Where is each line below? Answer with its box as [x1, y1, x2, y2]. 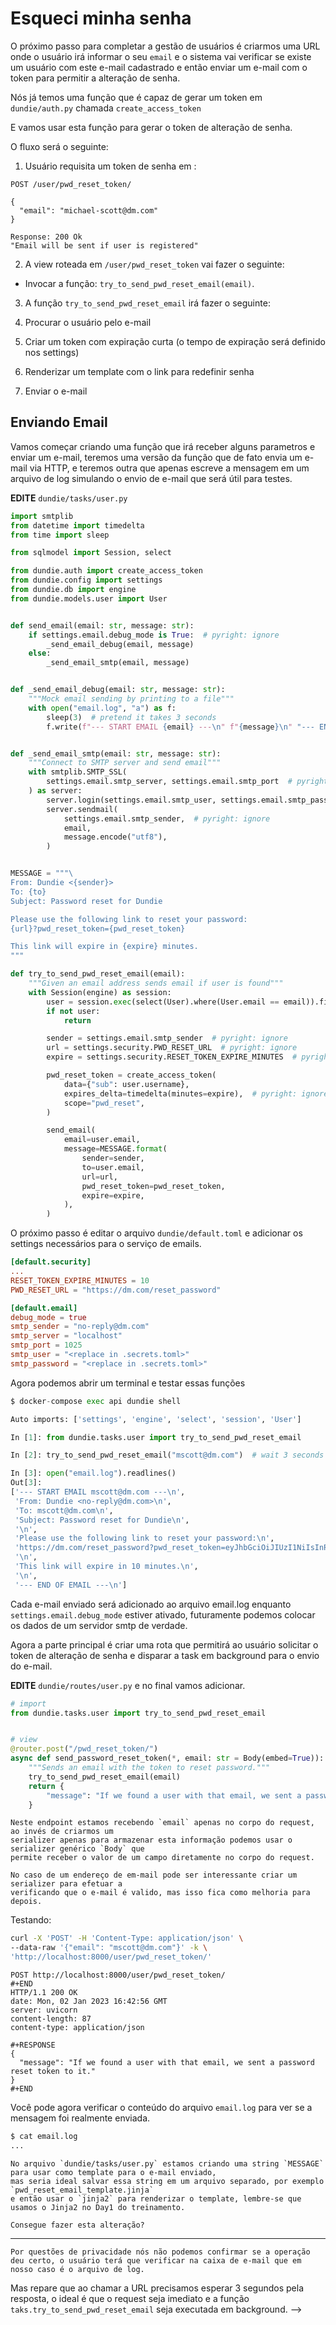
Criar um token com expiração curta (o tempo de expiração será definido [24, 335, 326, 347]
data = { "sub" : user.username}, [63, 1079, 190, 1089]
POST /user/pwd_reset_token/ [10, 179, 132, 189]
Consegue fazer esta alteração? [10, 2220, 145, 2230]
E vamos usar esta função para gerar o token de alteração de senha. [10, 121, 293, 133]
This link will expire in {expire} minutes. [10, 942, 199, 952]
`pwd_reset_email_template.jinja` [10, 2185, 155, 2195]
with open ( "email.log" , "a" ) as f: [28, 703, 177, 713]
